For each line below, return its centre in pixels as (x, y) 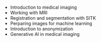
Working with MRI (29, 13)
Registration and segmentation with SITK (53, 18)
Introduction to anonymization (42, 29)
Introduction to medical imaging (44, 7)
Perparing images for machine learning (51, 23)
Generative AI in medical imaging (45, 34)
